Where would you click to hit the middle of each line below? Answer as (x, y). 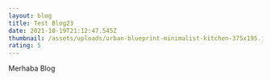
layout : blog (30, 16)
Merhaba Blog (32, 68)
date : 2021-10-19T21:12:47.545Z (63, 30)
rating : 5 (25, 46)
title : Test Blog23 (41, 23)
